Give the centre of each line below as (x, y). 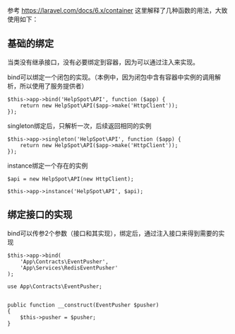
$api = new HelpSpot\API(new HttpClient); (71, 179)
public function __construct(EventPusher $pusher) (83, 305)
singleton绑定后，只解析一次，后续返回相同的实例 (79, 125)
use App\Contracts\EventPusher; (55, 286)
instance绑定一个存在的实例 (48, 166)
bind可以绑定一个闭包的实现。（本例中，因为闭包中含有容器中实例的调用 (111, 77)
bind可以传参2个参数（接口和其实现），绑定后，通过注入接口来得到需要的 (113, 233)
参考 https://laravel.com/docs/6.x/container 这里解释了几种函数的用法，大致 (117, 10)
